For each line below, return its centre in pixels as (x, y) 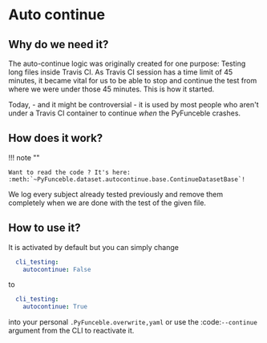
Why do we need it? (59, 44)
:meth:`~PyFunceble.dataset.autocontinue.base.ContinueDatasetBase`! (127, 179)
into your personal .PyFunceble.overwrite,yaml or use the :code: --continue (133, 322)
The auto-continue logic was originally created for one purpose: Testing (127, 63)
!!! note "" (24, 157)
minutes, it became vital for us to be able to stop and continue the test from (133, 81)
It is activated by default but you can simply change (93, 247)
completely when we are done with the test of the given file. (107, 203)
